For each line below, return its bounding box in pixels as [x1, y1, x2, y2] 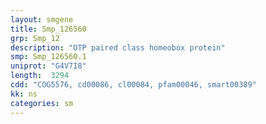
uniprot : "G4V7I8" [10, 61, 87, 71]
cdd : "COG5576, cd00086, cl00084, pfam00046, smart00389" [10, 80, 257, 90]
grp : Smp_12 [10, 33, 60, 43]
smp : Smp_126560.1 [10, 52, 87, 62]
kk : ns [10, 89, 38, 99]
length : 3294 [10, 71, 70, 81]
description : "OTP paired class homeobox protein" [10, 42, 226, 53]
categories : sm [10, 98, 74, 108]
